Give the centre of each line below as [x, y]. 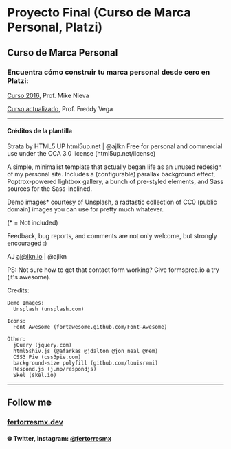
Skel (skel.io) [35, 376]
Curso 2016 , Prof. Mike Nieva [48, 95]
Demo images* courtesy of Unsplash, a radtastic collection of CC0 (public [112, 202]
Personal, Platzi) [55, 27]
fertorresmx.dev [35, 422]
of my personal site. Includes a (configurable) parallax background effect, [111, 174]
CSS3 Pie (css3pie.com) [47, 357]
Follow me [30, 403]
